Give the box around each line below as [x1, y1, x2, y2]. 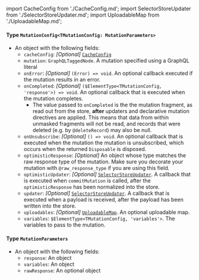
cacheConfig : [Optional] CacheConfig [23, 51, 112, 58]
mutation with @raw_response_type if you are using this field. [23, 165, 170, 172]
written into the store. [23, 202, 77, 210]
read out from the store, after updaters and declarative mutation [32, 108, 190, 115]
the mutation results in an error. [23, 76, 101, 83]
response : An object [23, 254, 72, 262]
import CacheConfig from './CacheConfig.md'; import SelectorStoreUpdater [6, 5, 191, 12]
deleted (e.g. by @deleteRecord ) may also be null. [32, 127, 152, 134]
